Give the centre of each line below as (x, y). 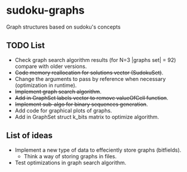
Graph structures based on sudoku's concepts (63, 27)
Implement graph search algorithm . (58, 91)
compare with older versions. (51, 66)
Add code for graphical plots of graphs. (63, 110)
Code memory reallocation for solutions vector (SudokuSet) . (89, 73)
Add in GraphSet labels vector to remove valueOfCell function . (91, 98)
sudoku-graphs (45, 10)
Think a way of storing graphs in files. (70, 156)
